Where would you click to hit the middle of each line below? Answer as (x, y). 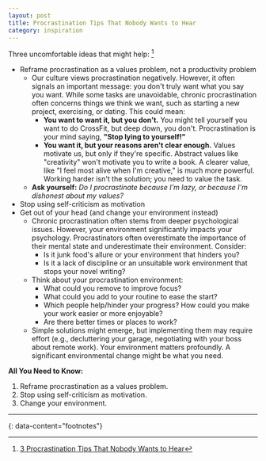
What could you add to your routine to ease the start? (130, 297)
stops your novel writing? (84, 272)
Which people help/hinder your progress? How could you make (146, 305)
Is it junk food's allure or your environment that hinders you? (141, 255)
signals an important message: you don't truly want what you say (137, 86)
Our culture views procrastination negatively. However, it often (133, 78)
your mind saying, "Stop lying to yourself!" (114, 137)
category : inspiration (46, 30)
